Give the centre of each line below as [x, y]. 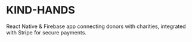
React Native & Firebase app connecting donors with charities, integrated [96, 26]
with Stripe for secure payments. [46, 32]
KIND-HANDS [41, 10]
